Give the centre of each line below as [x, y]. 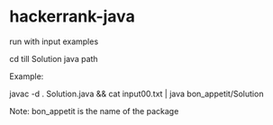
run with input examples [54, 41]
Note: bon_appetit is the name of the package [94, 111]
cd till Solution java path [54, 58]
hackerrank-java [72, 17]
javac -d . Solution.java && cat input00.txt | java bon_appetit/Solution [136, 94]
